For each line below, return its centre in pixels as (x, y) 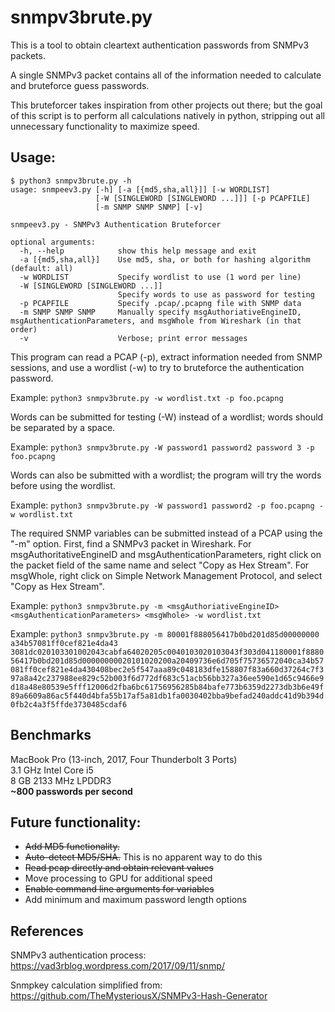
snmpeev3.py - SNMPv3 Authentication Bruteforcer (116, 224)
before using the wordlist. (63, 485)
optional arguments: (53, 242)
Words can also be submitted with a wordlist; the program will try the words (166, 475)
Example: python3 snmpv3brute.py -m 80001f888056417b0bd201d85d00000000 (165, 633)
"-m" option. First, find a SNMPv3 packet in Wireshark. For (131, 543)
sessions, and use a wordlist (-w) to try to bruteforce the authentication (157, 367)
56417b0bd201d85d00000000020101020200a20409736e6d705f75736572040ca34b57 (167, 661)
